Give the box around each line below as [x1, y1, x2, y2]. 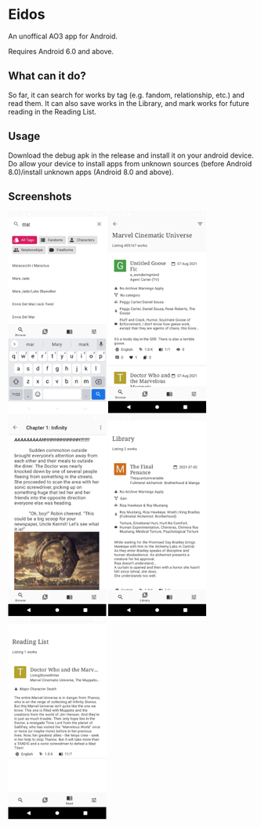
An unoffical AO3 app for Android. [8, 31, 118, 41]
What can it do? [8, 69, 86, 83]
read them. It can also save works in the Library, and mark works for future [8, 98, 249, 107]
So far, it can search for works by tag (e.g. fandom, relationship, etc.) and [8, 90, 245, 100]
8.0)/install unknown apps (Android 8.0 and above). [8, 167, 174, 177]
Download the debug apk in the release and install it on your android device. [8, 151, 255, 160]
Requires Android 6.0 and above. [8, 46, 114, 56]
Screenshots [8, 190, 72, 203]
